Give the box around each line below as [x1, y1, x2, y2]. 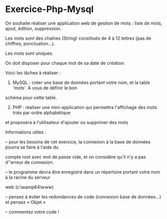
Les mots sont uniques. [5, 50, 54, 56]
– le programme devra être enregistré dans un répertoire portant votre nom [5, 169, 160, 175]
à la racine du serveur [5, 174, 51, 180]
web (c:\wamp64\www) [5, 184, 54, 190]
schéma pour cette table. [5, 94, 57, 100]
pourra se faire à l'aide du [5, 144, 59, 150]
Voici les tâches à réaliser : [5, 69, 61, 76]
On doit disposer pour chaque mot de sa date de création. [5, 60, 125, 66]
